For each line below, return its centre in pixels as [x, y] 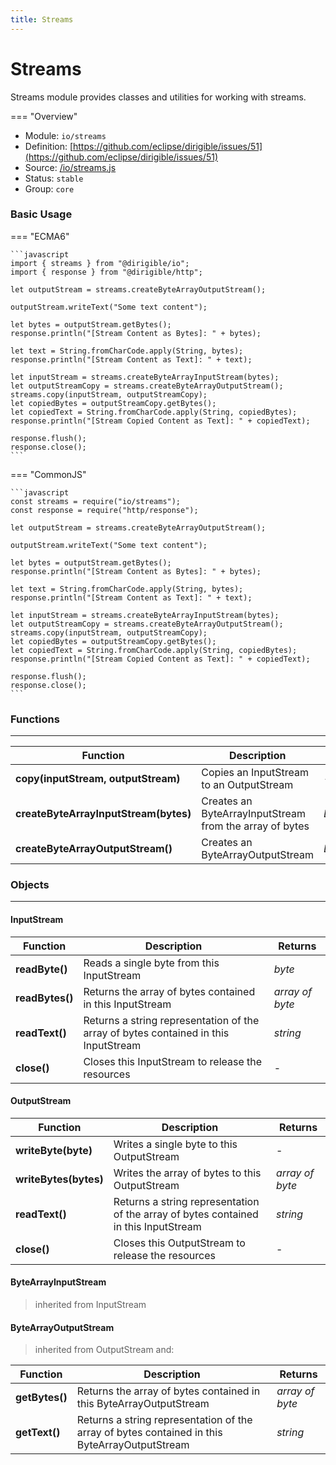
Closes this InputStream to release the [173, 1061]
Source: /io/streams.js [70, 167]
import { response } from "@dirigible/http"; [106, 272]
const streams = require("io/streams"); [96, 501]
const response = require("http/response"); [104, 510]
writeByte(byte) [54, 1150]
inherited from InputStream [90, 1305]
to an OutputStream [247, 785]
